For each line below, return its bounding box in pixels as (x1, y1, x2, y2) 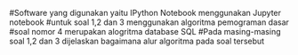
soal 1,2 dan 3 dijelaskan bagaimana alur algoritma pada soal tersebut (9, 35, 265, 46)
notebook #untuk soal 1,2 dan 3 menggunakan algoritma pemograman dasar (9, 17, 289, 27)
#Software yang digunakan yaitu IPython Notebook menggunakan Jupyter (9, 8, 282, 18)
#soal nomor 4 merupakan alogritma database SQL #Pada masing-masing (9, 27, 282, 36)
